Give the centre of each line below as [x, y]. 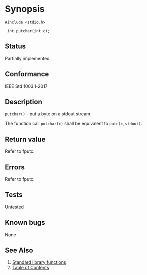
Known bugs [25, 222]
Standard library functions [39, 262]
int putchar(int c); [29, 31]
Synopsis [25, 9]
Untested [14, 207]
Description [24, 102]
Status [16, 47]
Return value [25, 139]
